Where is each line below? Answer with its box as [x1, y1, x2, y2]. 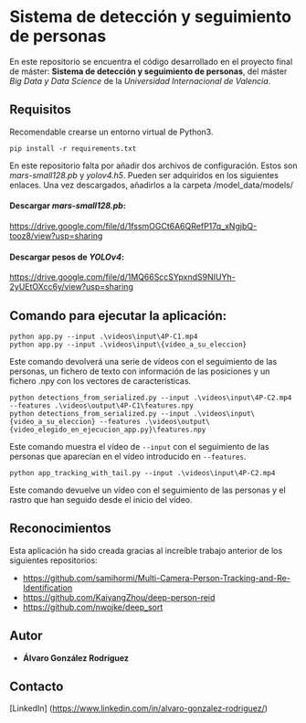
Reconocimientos [9, 521, 111, 537]
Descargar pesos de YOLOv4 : [9, 251, 125, 262]
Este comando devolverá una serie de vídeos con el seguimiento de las [9, 356, 278, 367]
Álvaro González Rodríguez [22, 652, 130, 664]
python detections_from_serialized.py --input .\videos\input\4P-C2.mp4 [9, 393, 292, 402]
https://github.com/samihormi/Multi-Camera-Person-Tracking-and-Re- [22, 572, 290, 583]
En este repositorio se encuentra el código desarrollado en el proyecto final [9, 56, 293, 67]
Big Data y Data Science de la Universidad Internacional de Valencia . [9, 75, 271, 86]
